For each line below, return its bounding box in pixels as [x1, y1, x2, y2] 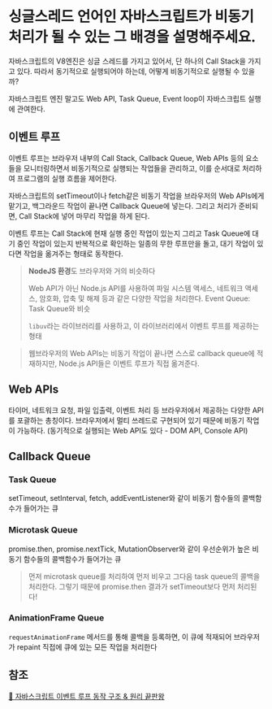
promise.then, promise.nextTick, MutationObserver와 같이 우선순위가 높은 [8, 544, 251, 554]
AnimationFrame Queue [8, 612, 105, 624]
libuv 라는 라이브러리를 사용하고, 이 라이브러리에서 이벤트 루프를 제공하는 [28, 320, 260, 330]
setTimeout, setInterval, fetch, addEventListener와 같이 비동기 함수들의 [8, 494, 241, 503]
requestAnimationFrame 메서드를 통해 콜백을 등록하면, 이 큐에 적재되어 [8, 632, 232, 642]
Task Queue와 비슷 [28, 303, 91, 313]
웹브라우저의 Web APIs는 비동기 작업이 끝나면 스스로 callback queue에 [28, 348, 255, 358]
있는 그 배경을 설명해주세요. [84, 28, 257, 46]
